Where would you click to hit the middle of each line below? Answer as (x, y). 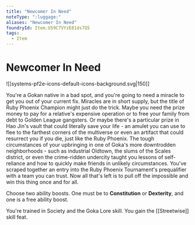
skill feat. (17, 217)
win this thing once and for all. (42, 182)
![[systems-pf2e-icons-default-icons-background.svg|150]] (78, 84)
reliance (16, 163)
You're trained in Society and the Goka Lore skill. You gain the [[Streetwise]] (97, 210)
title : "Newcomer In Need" (39, 11)
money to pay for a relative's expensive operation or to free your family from (98, 113)
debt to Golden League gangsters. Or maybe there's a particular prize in (93, 120)
